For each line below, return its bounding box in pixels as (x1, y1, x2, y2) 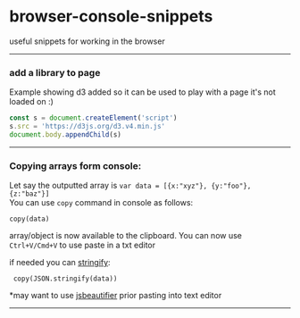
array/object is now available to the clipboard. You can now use (9, 230, 243, 241)
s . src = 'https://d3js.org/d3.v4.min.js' (9, 122, 166, 131)
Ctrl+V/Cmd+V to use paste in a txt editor (9, 239, 156, 251)
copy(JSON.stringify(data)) (12, 274, 118, 283)
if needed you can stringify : (9, 257, 111, 268)
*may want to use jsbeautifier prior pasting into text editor (9, 290, 222, 301)
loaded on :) (9, 96, 54, 107)
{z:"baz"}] (9, 189, 50, 198)
